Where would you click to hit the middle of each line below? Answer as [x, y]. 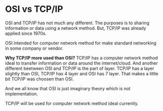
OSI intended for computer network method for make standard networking [81, 43]
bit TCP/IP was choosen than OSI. [40, 79]
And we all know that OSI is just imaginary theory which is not [68, 88]
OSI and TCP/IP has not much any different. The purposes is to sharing [77, 23]
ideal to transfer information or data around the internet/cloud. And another [81, 63]
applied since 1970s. [26, 33]
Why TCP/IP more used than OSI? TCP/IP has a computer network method [81, 57]
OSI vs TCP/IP [34, 9]
